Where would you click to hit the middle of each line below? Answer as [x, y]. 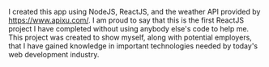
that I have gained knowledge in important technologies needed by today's [133, 46]
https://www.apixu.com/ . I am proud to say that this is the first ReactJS [126, 20]
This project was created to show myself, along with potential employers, [130, 37]
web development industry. [54, 54]
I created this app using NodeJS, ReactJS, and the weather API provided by [134, 12]
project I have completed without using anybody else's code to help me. [129, 29]
